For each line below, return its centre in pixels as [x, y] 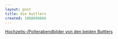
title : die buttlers [26, 14]
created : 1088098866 [26, 18]
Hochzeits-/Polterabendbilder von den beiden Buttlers [59, 32]
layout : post [18, 9]
